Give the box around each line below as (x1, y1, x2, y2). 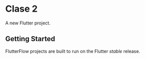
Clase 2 (5, 3, 38, 15)
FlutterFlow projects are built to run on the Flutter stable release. (5, 48, 140, 54)
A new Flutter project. (5, 20, 51, 26)
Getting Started (5, 35, 55, 43)
